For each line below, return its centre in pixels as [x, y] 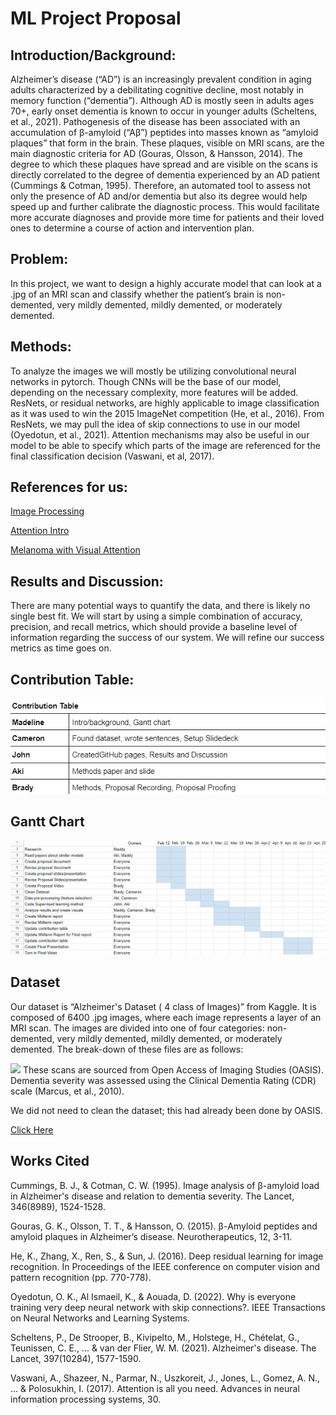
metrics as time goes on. [61, 648]
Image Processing [47, 511]
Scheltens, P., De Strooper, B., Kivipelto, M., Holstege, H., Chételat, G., [155, 1337]
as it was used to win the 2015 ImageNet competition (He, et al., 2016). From [167, 413]
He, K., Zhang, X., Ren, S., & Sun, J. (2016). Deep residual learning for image [167, 1256]
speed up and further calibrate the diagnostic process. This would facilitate [165, 206]
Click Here [32, 1129]
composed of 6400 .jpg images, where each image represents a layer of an [166, 1017]
